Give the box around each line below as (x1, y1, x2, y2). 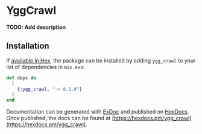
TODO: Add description (6, 23, 66, 31)
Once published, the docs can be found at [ (6, 115, 115, 122)
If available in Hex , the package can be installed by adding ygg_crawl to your (6, 56, 196, 64)
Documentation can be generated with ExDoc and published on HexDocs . (6, 108, 189, 115)
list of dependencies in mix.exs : (6, 63, 85, 70)
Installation (6, 41, 49, 51)
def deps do (6, 75, 36, 81)
